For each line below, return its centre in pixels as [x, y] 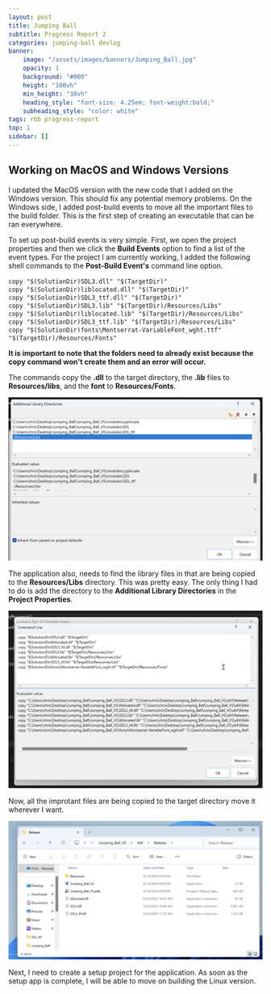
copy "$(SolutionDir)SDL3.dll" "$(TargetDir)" [88, 281]
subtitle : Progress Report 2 [57, 34]
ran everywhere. [35, 224]
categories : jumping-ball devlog [65, 43]
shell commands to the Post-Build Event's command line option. [116, 265]
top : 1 [19, 128]
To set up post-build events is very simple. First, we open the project [122, 239]
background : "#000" [56, 77]
